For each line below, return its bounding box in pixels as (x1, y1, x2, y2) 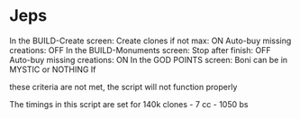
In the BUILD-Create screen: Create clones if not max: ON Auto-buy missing (9, 35, 292, 46)
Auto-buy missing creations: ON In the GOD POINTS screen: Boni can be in (9, 54, 288, 65)
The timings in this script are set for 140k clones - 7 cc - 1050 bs (9, 98, 249, 109)
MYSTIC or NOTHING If (9, 64, 96, 75)
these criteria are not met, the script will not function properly (9, 81, 238, 92)
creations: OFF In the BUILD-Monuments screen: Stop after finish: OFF (9, 44, 271, 55)
